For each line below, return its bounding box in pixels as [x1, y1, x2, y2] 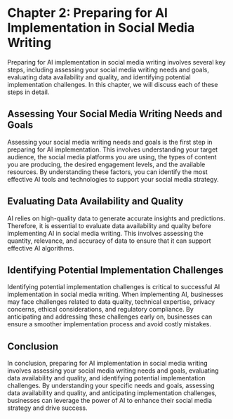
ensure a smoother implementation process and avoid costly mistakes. [7, 320, 212, 328]
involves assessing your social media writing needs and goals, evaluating [7, 366, 219, 375]
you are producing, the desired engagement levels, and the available [7, 160, 206, 168]
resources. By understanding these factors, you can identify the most [7, 167, 208, 176]
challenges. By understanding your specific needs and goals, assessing [7, 381, 215, 390]
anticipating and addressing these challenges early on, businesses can [7, 312, 213, 321]
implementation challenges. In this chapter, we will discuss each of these [7, 80, 218, 88]
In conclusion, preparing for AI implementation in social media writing [7, 359, 208, 368]
